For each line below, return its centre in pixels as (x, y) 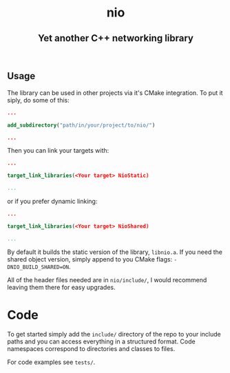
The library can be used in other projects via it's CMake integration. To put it (115, 93)
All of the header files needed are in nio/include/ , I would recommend (107, 279)
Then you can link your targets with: (58, 151)
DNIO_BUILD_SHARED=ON (38, 267)
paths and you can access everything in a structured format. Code (101, 341)
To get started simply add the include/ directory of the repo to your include (114, 334)
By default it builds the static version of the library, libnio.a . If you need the (115, 252)
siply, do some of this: (39, 100)
